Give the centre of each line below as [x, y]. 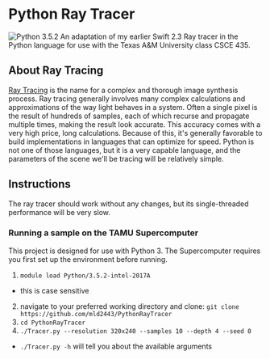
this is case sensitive [54, 290]
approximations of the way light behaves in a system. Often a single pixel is [133, 107]
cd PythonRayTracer [53, 323]
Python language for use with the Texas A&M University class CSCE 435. [129, 44]
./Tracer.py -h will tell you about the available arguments [116, 346]
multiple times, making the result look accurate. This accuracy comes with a [134, 124]
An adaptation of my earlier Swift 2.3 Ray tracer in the [150, 36]
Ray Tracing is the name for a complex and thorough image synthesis [123, 90]
